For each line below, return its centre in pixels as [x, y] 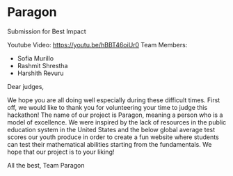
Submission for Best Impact [47, 31]
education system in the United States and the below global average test [111, 129]
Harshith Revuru [40, 73]
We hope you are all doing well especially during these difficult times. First [114, 100]
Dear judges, [25, 86]
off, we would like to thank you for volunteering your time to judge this [107, 107]
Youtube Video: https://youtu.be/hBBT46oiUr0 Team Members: [97, 45]
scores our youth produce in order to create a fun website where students [113, 137]
